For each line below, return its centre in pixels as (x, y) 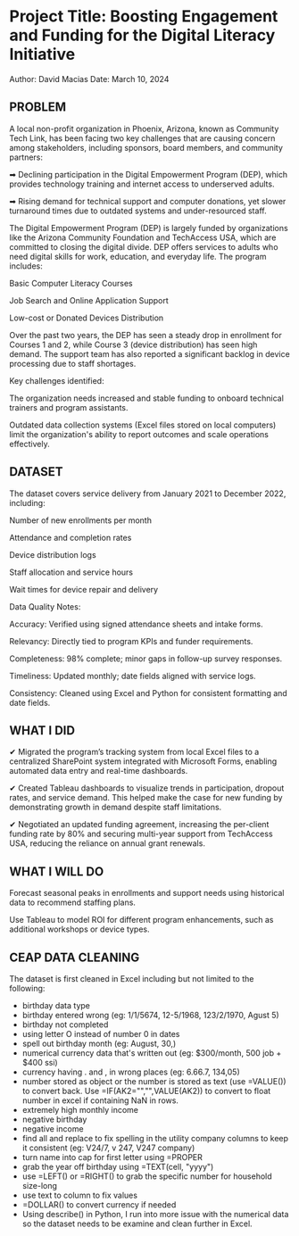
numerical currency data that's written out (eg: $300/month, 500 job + (152, 1053)
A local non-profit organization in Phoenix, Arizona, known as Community (144, 129)
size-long (40, 1186)
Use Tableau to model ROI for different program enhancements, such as (141, 920)
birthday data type (56, 1005)
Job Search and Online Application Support (89, 300)
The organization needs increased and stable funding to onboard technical (146, 398)
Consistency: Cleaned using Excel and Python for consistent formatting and (148, 693)
